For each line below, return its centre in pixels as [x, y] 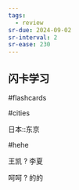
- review [29, 23]
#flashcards [27, 97]
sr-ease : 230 [29, 45]
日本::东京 [24, 129]
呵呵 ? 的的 [26, 177]
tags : [17, 15]
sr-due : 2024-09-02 [40, 30]
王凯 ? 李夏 [26, 161]
